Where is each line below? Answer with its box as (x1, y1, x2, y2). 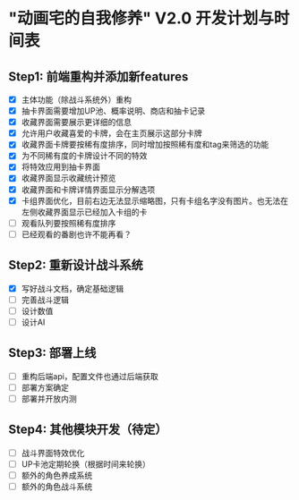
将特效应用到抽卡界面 (21, 162, 100, 173)
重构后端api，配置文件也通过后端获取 (21, 370, 158, 381)
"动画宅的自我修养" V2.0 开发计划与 (8, 8, 275, 29)
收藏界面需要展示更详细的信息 (21, 117, 132, 128)
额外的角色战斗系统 (21, 480, 93, 492)
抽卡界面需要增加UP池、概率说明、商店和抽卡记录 (21, 106, 206, 116)
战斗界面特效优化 (21, 447, 85, 458)
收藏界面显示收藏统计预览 (21, 173, 116, 183)
